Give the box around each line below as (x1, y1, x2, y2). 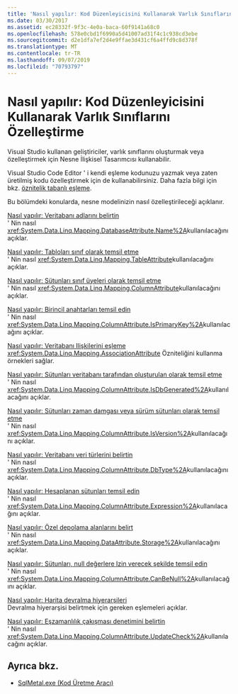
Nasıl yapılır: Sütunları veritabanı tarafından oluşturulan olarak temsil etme (7, 370, 222, 379)
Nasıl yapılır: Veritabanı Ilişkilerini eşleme (7, 341, 126, 349)
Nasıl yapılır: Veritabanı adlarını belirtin (7, 211, 120, 220)
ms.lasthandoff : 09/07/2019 (7, 57, 91, 64)
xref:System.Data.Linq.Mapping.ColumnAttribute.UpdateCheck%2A (7, 632, 205, 640)
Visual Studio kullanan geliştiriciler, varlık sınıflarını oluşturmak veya (7, 147, 204, 156)
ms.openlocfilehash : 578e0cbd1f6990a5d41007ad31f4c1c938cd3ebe (7, 30, 198, 38)
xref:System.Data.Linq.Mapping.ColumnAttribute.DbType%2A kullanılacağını (7, 465, 229, 474)
